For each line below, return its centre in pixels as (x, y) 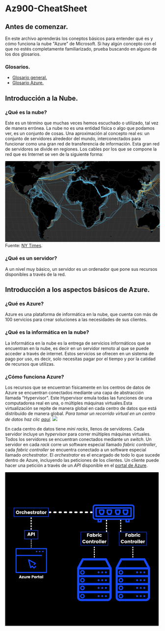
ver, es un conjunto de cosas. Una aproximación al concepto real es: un (77, 133)
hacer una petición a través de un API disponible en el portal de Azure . (77, 465)
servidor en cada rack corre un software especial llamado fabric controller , (81, 444)
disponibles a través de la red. (36, 274)
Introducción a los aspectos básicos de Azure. (77, 290)
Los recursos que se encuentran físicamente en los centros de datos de (78, 387)
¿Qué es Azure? (25, 304)
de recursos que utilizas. (30, 364)
